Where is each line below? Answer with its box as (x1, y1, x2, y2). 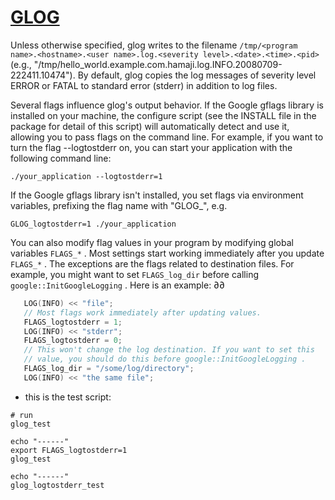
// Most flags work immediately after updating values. (23, 307, 262, 318)
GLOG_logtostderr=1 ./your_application (10, 219, 177, 229)
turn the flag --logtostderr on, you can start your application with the (10, 141, 293, 153)
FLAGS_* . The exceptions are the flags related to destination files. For (10, 257, 295, 270)
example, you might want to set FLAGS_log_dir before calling (10, 268, 259, 280)
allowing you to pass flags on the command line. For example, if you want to (10, 131, 324, 143)
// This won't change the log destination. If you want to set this (23, 345, 315, 355)
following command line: (10, 152, 112, 164)
